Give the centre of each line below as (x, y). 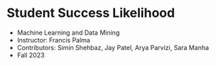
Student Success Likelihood (91, 13)
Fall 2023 (31, 55)
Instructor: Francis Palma (53, 40)
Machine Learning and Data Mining (68, 32)
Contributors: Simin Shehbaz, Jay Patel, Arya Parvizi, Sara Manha (113, 47)
